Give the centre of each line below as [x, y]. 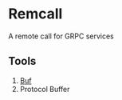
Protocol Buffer [45, 89]
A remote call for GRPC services [61, 36]
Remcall [35, 14]
